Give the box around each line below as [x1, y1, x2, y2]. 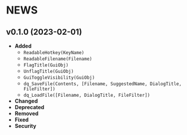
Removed [14, 110, 39, 117]
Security [14, 123, 36, 129]
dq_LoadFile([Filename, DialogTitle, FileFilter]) [23, 92, 151, 98]
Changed [14, 97, 38, 104]
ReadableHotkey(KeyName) [23, 50, 85, 56]
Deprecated [14, 104, 45, 110]
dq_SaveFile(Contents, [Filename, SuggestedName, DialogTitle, [23, 81, 182, 87]
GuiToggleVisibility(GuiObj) [23, 75, 95, 80]
